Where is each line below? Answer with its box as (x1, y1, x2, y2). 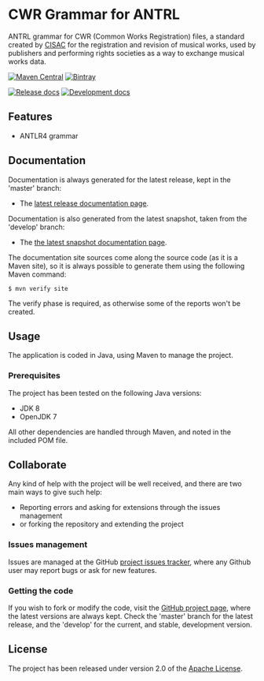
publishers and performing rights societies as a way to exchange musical (8, 48, 245, 58)
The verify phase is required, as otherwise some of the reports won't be (8, 298, 241, 308)
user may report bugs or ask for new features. (8, 565, 157, 575)
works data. (8, 57, 47, 66)
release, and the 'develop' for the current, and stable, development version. (8, 620, 253, 630)
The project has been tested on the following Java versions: (8, 388, 202, 397)
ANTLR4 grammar (19, 131, 79, 140)
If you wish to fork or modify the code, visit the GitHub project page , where (8, 603, 251, 612)
